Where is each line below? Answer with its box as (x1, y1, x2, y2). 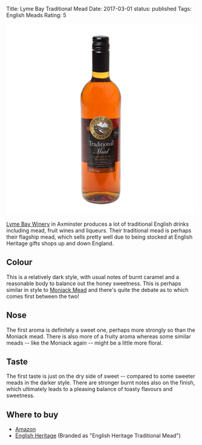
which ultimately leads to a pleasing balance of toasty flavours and (6, 386, 173, 393)
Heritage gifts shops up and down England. (6, 240, 114, 247)
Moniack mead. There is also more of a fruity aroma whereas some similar (6, 332, 192, 340)
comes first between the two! (6, 292, 80, 300)
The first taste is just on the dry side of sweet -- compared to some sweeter (6, 372, 195, 380)
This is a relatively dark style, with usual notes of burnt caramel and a (6, 273, 180, 280)
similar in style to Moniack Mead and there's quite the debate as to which (6, 286, 189, 293)
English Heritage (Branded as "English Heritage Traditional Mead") (15, 432, 181, 440)
